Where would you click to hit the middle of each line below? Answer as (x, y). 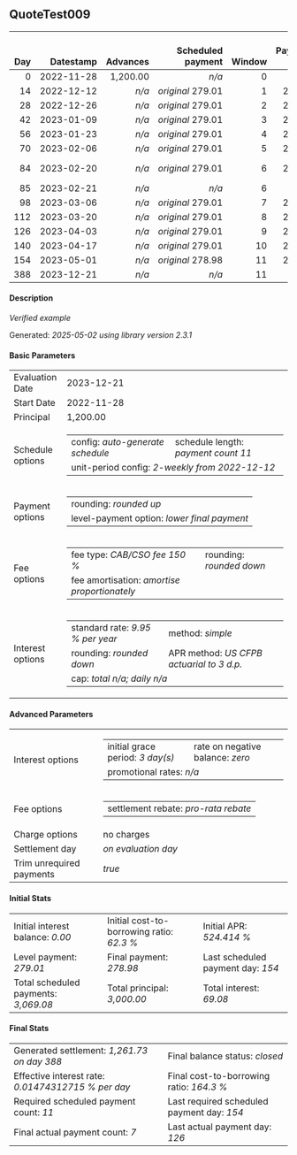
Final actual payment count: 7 (75, 1132)
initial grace (132, 746)
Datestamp (73, 61)
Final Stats (29, 1029)
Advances (128, 61)
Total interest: (231, 988)
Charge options (46, 835)
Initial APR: (225, 926)
